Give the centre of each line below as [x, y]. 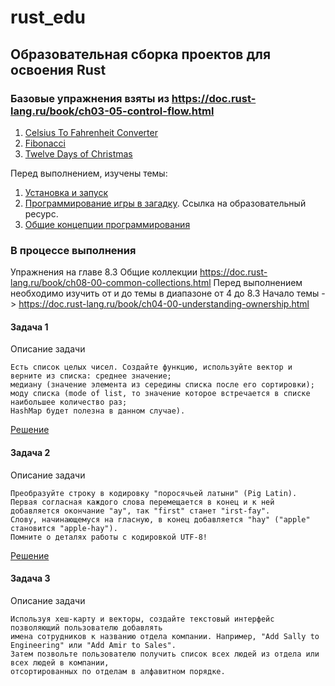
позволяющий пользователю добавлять [86, 627]
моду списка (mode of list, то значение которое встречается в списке [160, 394]
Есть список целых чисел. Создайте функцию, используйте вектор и [151, 367]
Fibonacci [45, 143]
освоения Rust [58, 69]
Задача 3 [30, 578]
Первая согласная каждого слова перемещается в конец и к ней [142, 502]
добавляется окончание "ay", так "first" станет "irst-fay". [140, 511]
